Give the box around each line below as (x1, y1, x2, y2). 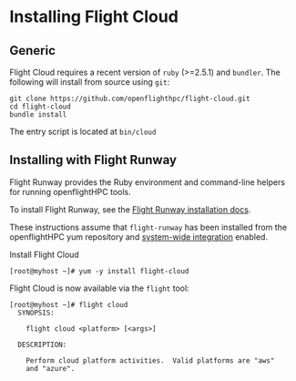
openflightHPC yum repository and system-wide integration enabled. (9, 231, 269, 242)
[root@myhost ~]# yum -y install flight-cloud (9, 266, 189, 275)
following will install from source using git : (9, 77, 170, 88)
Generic (9, 43, 56, 58)
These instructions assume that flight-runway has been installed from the (9, 221, 288, 232)
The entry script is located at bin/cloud (9, 126, 157, 137)
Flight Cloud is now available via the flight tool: (9, 283, 189, 293)
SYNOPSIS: (17, 308, 55, 317)
